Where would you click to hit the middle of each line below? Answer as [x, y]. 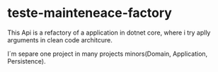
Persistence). [27, 61]
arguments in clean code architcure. [60, 40]
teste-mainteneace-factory [90, 13]
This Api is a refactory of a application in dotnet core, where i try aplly [109, 32]
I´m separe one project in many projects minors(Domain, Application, [108, 54]
